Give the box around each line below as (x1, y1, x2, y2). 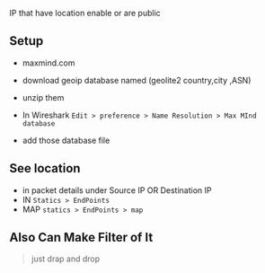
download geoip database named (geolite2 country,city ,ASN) (22, 75, 252, 85)
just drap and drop (31, 253, 101, 264)
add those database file (22, 135, 110, 145)
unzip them (22, 92, 65, 102)
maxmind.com (22, 57, 75, 68)
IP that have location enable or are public (9, 8, 162, 18)
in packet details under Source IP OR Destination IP (22, 184, 212, 196)
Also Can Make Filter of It (9, 230, 154, 245)
